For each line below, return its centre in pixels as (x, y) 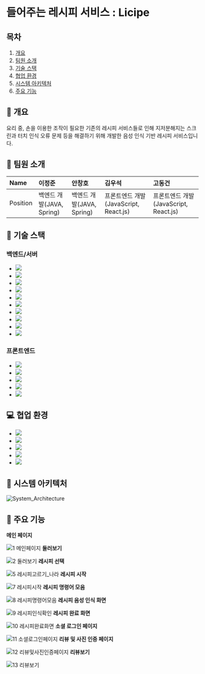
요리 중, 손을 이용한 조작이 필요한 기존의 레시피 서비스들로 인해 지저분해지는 (96, 128)
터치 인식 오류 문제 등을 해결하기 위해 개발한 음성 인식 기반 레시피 (95, 136)
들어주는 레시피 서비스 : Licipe (78, 13)
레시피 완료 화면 (71, 613)
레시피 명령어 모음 (64, 587)
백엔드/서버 (22, 254)
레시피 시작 (73, 574)
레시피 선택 (51, 561)
